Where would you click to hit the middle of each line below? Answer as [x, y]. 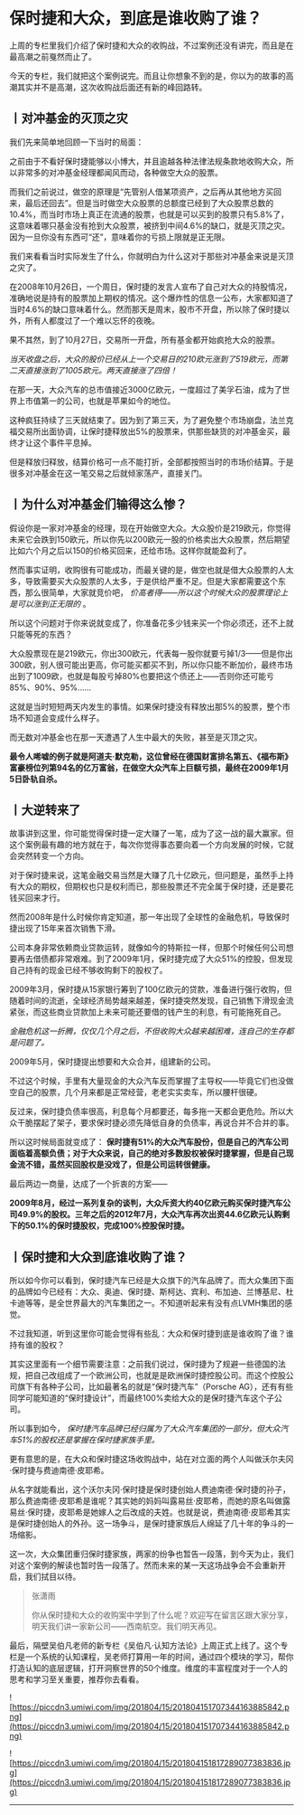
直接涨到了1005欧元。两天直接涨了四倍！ [101, 370]
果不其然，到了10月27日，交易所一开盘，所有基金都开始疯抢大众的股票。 [144, 339]
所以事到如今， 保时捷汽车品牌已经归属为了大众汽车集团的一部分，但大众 [145, 1429]
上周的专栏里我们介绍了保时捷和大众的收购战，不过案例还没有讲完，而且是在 [152, 45]
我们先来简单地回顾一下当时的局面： [77, 142]
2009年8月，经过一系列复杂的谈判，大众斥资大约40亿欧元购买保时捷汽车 [146, 1203]
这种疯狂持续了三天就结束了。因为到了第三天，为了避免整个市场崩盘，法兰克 [152, 420]
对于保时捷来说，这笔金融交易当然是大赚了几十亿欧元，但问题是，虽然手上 [147, 875]
